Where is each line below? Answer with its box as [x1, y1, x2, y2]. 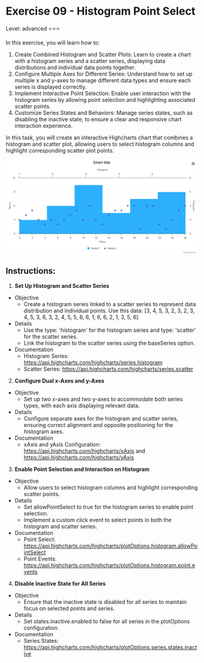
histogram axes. [23, 428, 65, 435]
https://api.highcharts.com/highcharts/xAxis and [23, 447, 146, 454]
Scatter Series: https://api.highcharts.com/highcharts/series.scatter [23, 365, 194, 373]
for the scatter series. [23, 332, 78, 340]
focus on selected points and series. [23, 604, 115, 612]
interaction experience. [14, 122, 73, 129]
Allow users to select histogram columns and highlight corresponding [23, 484, 199, 491]
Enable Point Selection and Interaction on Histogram [14, 465, 150, 473]
